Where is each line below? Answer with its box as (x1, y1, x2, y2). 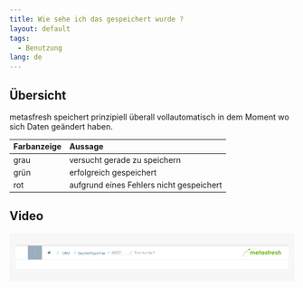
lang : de (9, 53, 43, 62)
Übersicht (9, 87, 67, 103)
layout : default (9, 24, 71, 34)
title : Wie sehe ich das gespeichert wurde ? (9, 14, 184, 24)
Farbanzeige (13, 141, 62, 152)
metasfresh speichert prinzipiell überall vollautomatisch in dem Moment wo (9, 111, 289, 122)
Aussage (69, 141, 104, 152)
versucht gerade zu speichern (69, 154, 182, 165)
